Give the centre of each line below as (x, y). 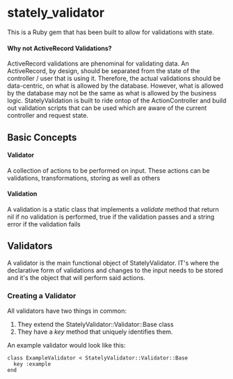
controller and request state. (48, 116)
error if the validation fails (44, 224)
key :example (32, 364)
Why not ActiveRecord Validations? (60, 48)
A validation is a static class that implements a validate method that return (113, 209)
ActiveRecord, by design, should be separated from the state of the (104, 71)
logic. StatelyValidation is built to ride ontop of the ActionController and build (117, 101)
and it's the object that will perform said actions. (77, 277)
